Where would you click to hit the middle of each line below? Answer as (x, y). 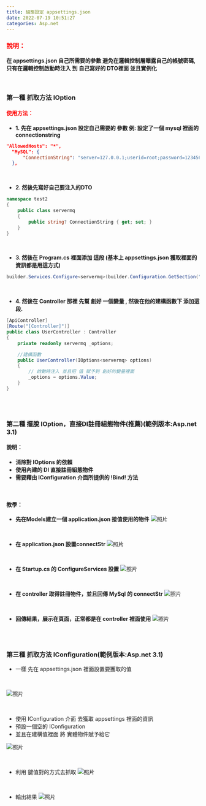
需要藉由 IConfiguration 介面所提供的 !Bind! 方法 (77, 477)
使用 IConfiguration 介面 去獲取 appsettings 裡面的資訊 (84, 719)
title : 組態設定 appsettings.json (48, 12)
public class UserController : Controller (61, 332)
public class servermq (46, 211)
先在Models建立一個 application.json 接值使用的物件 (82, 519)
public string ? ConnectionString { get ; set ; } (90, 222)
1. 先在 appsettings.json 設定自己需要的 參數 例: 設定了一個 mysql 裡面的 (107, 128)
